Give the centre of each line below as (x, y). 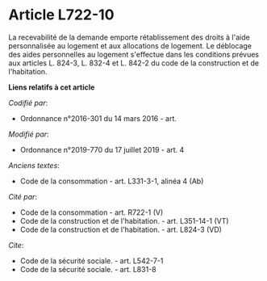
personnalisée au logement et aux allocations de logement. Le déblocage (130, 45)
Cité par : (23, 196)
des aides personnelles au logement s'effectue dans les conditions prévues (134, 54)
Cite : (16, 245)
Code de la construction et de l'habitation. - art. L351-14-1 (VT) (124, 220)
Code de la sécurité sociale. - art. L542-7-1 (92, 261)
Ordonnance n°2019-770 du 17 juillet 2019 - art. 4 (102, 149)
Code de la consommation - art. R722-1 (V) (92, 212)
